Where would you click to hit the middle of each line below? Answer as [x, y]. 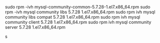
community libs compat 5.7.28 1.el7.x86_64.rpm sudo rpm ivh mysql [72, 17]
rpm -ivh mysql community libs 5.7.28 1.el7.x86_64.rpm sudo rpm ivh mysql [80, 12]
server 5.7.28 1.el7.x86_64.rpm [35, 27]
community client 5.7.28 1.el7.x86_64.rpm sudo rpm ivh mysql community [78, 22]
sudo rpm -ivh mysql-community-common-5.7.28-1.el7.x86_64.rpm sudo [78, 7]
